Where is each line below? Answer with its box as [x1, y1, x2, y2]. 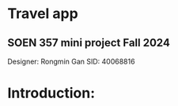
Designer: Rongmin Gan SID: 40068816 [7, 57, 135, 66]
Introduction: [7, 84, 96, 102]
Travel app [7, 5, 78, 23]
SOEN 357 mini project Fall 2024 [7, 36, 171, 49]
